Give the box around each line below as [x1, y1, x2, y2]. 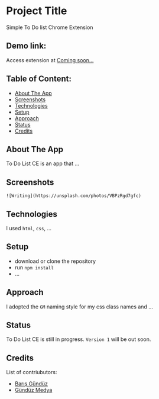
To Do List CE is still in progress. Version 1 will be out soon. [6, 336, 151, 343]
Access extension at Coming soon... [6, 56, 94, 63]
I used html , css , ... [6, 225, 52, 231]
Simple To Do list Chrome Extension [6, 24, 93, 31]
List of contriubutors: [6, 369, 57, 376]
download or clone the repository [14, 258, 96, 265]
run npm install [14, 263, 54, 271]
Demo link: [6, 41, 47, 51]
